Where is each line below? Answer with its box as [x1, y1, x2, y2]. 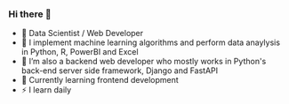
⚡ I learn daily [20, 85, 72, 95]
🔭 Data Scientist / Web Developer [20, 28, 144, 39]
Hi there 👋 [8, 8, 52, 20]
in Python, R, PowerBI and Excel [20, 47, 139, 57]
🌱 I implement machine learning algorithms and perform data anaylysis [20, 37, 281, 48]
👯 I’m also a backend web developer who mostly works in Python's [20, 56, 267, 67]
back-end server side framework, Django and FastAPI [20, 65, 219, 76]
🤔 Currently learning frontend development [20, 75, 179, 85]
